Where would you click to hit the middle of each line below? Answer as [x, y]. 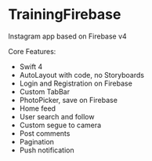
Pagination [37, 141]
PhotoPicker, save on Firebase [68, 100]
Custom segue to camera [60, 125]
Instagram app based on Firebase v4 [67, 36]
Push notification [47, 150]
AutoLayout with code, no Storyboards [82, 75]
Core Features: [32, 51]
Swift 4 [31, 66]
